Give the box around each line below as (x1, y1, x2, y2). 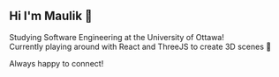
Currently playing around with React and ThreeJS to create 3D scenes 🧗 (9, 41, 272, 52)
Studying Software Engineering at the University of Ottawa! (9, 31, 225, 42)
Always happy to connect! (9, 58, 104, 68)
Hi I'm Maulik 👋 (9, 9, 93, 24)
